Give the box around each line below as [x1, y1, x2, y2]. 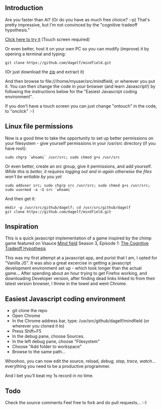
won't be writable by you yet [5, 173, 62, 179]
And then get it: [5, 196, 36, 202]
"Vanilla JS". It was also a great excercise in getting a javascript [5, 260, 132, 266]
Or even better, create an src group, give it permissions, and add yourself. [5, 163, 152, 169]
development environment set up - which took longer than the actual [5, 265, 142, 271]
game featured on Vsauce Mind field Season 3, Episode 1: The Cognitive [5, 240, 149, 246]
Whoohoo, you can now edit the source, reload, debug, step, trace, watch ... [5, 358, 156, 364]
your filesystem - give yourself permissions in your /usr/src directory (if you [5, 140, 156, 146]
